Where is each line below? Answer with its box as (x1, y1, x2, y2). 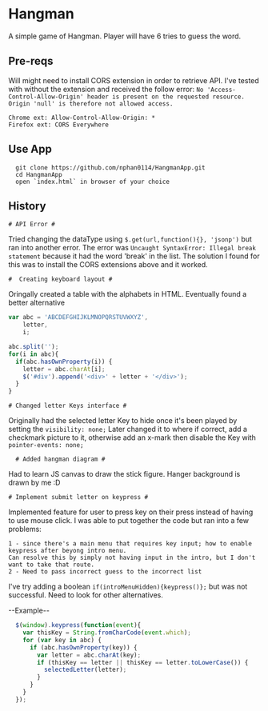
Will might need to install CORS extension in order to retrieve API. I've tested (8, 75, 260, 85)
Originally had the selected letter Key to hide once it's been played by (8, 416, 238, 425)
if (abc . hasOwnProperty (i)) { (15, 357, 113, 365)
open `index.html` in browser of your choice (15, 178, 170, 186)
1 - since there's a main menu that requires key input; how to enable (8, 540, 252, 548)
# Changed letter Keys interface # (8, 401, 127, 410)
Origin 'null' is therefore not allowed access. (8, 99, 174, 108)
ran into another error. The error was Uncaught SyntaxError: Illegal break (8, 243, 256, 253)
